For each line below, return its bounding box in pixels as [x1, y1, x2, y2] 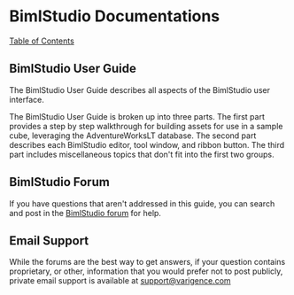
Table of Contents [9, 35, 75, 46]
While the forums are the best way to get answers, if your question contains [9, 257, 286, 268]
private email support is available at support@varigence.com [9, 276, 232, 286]
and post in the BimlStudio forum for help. [9, 207, 162, 218]
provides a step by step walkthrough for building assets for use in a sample [9, 120, 283, 131]
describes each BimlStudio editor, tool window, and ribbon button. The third [9, 139, 285, 150]
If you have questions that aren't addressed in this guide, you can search [9, 198, 275, 209]
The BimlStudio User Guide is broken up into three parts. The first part [9, 111, 266, 121]
